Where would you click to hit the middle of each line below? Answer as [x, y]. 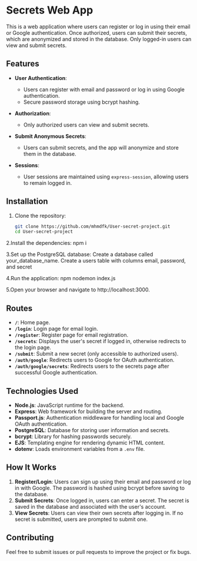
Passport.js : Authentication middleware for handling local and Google [99, 417]
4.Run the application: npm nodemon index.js [61, 278]
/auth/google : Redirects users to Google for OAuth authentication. [94, 360]
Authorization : [33, 113]
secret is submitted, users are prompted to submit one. [81, 519]
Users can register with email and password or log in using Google [104, 89]
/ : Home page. [32, 323]
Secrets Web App [50, 10]
